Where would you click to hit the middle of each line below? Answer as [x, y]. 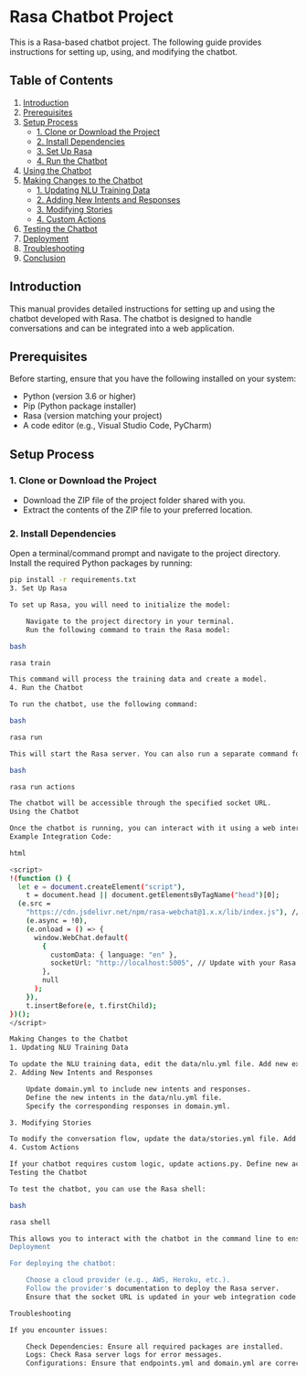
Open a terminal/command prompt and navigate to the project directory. [145, 554]
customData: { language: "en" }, [114, 955]
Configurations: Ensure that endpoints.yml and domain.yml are [149, 1363]
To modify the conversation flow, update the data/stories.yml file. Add [153, 1139]
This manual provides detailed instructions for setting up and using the [143, 309]
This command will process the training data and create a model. [138, 679]
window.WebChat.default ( [81, 937]
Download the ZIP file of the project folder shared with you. [134, 501]
